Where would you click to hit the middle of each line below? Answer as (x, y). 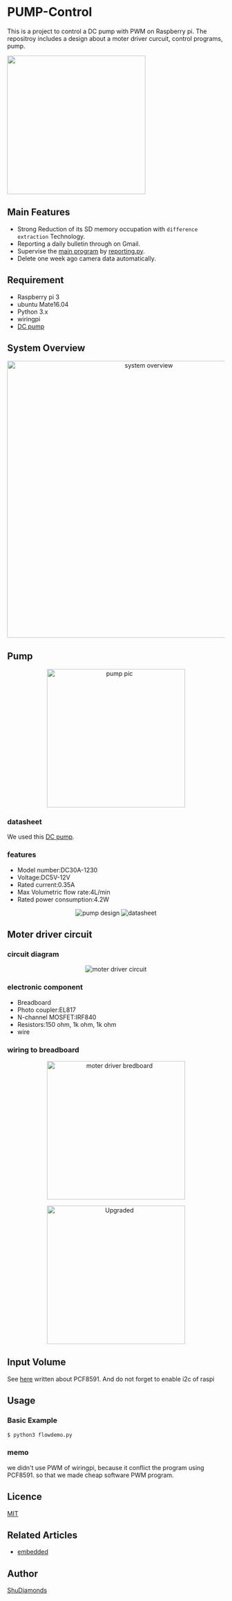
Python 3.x (32, 312)
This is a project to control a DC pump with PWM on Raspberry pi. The (107, 31)
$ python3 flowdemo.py (40, 1435)
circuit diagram (33, 954)
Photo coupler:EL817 (46, 1010)
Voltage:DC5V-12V (43, 877)
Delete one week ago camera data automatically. (87, 258)
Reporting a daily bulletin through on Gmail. (79, 244)
